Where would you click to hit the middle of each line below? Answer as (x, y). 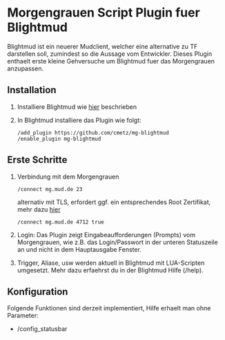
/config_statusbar (42, 329)
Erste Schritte (37, 160)
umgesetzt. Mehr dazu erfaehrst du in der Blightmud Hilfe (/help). (110, 270)
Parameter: (23, 316)
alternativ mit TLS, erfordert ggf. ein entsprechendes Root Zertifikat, (114, 202)
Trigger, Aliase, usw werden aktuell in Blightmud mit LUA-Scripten (111, 263)
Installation (32, 90)
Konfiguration (38, 291)
